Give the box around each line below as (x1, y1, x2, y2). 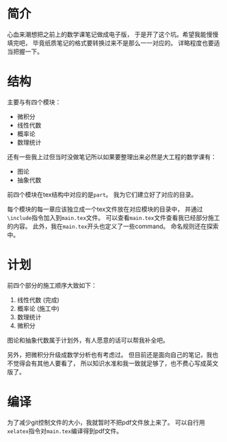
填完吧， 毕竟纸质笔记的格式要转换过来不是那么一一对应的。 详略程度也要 (7, 38, 214, 47)
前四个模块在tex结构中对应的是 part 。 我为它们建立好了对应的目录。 (7, 190, 198, 199)
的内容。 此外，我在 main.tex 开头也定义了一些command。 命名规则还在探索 (7, 222, 219, 230)
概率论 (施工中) (16, 304, 59, 312)
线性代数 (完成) (16, 295, 59, 304)
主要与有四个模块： (7, 97, 62, 106)
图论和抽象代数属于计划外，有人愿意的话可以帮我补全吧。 (7, 336, 169, 344)
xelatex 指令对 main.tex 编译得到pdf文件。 (7, 426, 123, 435)
